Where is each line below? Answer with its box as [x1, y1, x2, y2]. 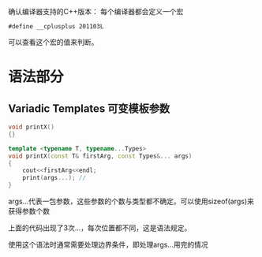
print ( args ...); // [22, 174, 87, 182]
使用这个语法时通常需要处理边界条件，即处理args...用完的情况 [8, 240, 208, 249]
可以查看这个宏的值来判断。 [8, 38, 99, 47]
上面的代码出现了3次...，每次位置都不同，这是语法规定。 [8, 223, 192, 233]
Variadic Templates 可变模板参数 [8, 102, 170, 115]
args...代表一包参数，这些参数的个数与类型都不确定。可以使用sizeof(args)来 [8, 196, 255, 206]
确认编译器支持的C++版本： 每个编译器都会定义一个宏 [8, 7, 184, 16]
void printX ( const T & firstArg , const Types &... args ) [8, 152, 193, 160]
